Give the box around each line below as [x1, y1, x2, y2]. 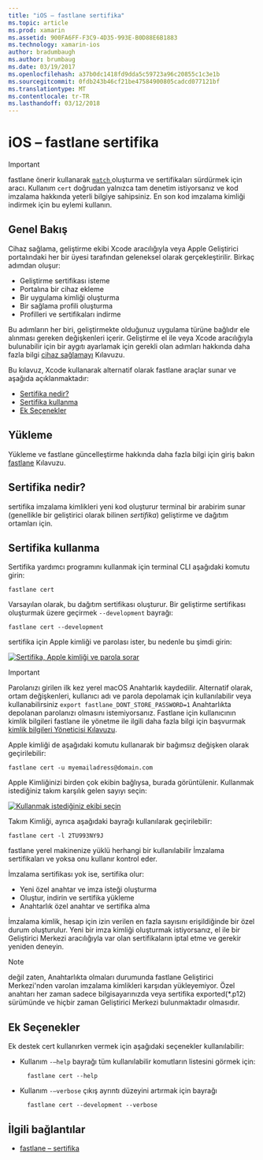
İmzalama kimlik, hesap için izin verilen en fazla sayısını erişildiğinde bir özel [8, 917, 255, 926]
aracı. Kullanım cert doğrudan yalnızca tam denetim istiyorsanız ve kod [8, 183, 239, 193]
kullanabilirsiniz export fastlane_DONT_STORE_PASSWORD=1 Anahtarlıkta [8, 700, 232, 709]
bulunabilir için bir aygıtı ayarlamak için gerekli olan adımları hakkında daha [8, 341, 250, 351]
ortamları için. [8, 518, 53, 528]
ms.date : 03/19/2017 [8, 63, 76, 71]
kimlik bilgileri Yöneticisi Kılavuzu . [8, 725, 117, 735]
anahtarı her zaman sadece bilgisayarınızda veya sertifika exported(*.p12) [8, 990, 246, 999]
